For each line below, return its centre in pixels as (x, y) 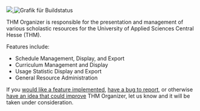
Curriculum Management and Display (62, 65)
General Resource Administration (56, 78)
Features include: (28, 47)
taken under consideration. (40, 102)
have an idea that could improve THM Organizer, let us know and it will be (98, 96)
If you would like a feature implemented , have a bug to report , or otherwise (100, 89)
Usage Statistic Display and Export (58, 71)
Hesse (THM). (24, 35)
